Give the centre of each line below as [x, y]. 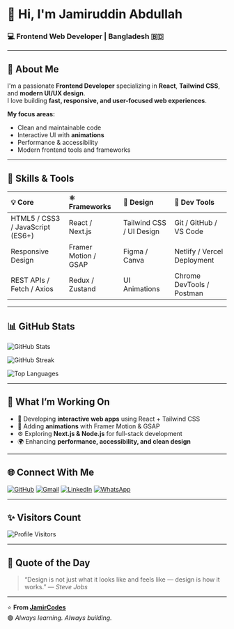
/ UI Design [141, 231]
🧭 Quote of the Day [49, 562]
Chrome [187, 276]
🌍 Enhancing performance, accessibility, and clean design [104, 441]
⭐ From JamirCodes [37, 607]
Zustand [82, 289]
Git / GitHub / [195, 223]
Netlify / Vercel [198, 251]
